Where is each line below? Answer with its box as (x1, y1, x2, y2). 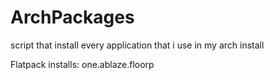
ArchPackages (10, 6, 135, 29)
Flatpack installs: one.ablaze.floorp (10, 58, 155, 70)
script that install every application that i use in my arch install (10, 39, 265, 51)
